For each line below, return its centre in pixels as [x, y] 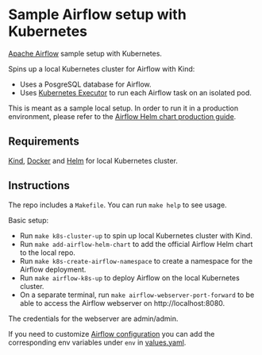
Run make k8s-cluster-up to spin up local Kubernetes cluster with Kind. [136, 235]
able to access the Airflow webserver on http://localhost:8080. [122, 303]
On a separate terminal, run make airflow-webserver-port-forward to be [137, 295]
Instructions [39, 185]
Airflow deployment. [53, 269]
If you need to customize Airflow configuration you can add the [112, 334]
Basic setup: [29, 220]
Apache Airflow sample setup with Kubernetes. [85, 53]
